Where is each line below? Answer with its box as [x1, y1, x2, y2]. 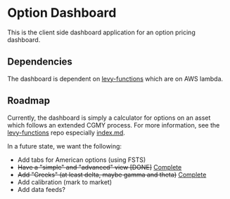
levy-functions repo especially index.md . [7, 128, 125, 137]
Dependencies [7, 56, 72, 68]
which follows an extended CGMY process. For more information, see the [7, 121, 220, 129]
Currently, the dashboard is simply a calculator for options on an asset [7, 114, 211, 122]
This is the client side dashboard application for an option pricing [7, 28, 196, 36]
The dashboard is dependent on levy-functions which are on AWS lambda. [7, 74, 224, 83]
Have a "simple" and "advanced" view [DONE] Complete [17, 163, 182, 171]
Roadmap [7, 95, 51, 107]
